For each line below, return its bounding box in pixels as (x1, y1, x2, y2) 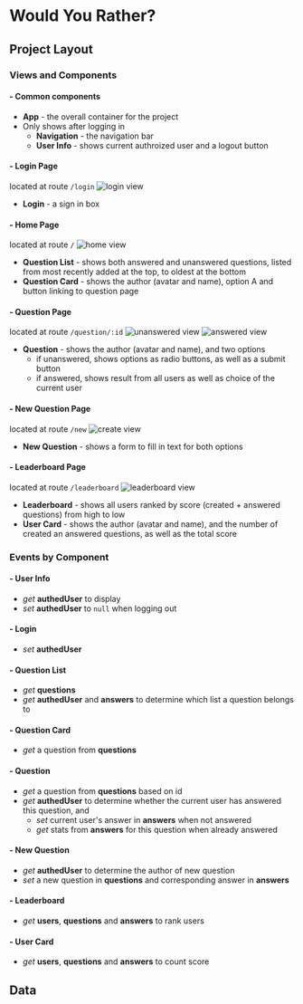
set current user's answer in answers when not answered (35, 814, 251, 825)
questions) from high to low (22, 509, 126, 520)
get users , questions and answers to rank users (22, 915, 205, 926)
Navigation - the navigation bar (35, 130, 154, 141)
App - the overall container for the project (22, 110, 179, 122)
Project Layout (9, 42, 93, 57)
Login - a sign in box (22, 198, 100, 209)
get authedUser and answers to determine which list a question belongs (22, 694, 295, 705)
